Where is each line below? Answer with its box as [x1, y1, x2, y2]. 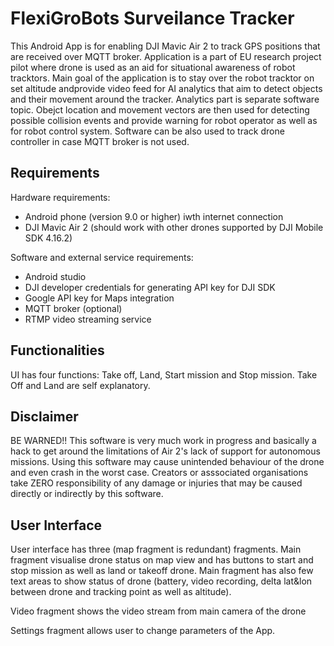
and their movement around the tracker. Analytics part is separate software [10, 93, 320, 105]
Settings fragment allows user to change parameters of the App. [10, 625, 276, 637]
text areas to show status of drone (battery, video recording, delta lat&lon [10, 575, 313, 587]
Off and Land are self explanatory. [10, 379, 151, 391]
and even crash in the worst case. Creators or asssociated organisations [10, 467, 309, 479]
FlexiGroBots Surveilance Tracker [10, 7, 295, 30]
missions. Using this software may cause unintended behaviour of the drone [10, 456, 325, 468]
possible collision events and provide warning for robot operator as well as [10, 114, 318, 126]
